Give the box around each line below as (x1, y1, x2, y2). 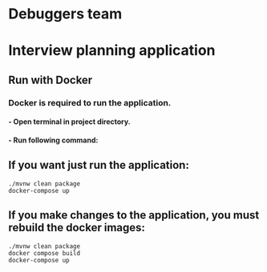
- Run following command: (8, 135, 99, 145)
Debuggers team (8, 5, 123, 23)
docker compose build (8, 249, 81, 257)
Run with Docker (8, 73, 93, 86)
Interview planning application (8, 42, 216, 60)
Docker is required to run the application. (8, 97, 172, 108)
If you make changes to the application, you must (8, 209, 260, 222)
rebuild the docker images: (8, 221, 146, 234)
